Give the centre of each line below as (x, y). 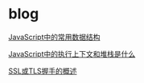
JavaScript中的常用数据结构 (54, 37)
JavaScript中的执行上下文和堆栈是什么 (72, 53)
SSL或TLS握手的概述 (43, 71)
